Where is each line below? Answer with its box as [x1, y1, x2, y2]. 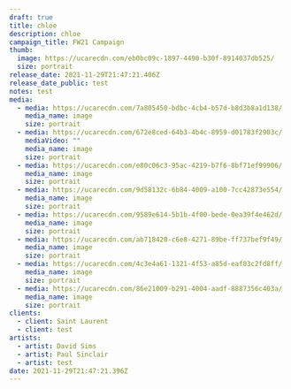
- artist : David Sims [17, 341, 97, 350]
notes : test [9, 87, 53, 95]
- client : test [17, 325, 73, 334]
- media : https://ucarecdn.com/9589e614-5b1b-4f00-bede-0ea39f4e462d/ [17, 210, 283, 219]
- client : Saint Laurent [17, 317, 109, 326]
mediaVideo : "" [25, 136, 81, 145]
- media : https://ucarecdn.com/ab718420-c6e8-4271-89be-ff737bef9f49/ [17, 235, 283, 244]
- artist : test [17, 358, 73, 367]
